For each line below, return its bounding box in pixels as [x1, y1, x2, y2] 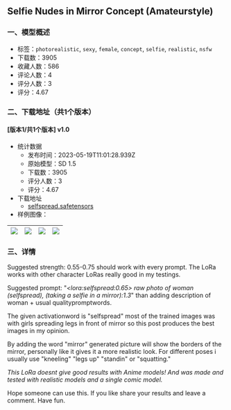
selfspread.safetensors [27, 202, 94, 210]
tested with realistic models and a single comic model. [7, 375, 163, 384]
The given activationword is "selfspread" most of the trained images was [7, 312, 216, 321]
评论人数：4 [17, 71, 52, 79]
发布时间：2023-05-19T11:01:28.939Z [27, 150, 136, 159]
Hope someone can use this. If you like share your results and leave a [7, 389, 206, 398]
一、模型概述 [7, 28, 51, 37]
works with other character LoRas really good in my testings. [7, 270, 181, 279]
